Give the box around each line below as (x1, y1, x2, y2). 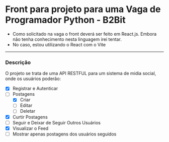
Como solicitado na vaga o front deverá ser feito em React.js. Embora (12, 31, 157, 37)
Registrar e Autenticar (12, 86, 58, 92)
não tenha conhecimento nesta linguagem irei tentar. (12, 36, 122, 42)
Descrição (5, 59, 31, 66)
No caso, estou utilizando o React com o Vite (12, 41, 106, 47)
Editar (20, 102, 33, 109)
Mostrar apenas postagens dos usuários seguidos (12, 131, 117, 137)
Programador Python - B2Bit (5, 14, 126, 26)
